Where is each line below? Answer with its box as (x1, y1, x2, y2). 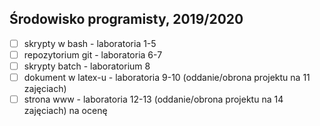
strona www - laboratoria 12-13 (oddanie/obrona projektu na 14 (23, 93, 284, 106)
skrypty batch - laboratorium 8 (23, 60, 151, 72)
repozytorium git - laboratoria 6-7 (23, 48, 163, 61)
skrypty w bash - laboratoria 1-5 (23, 37, 157, 49)
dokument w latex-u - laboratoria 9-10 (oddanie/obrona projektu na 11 (23, 72, 311, 83)
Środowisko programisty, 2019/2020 (9, 11, 244, 28)
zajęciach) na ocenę (23, 105, 108, 117)
